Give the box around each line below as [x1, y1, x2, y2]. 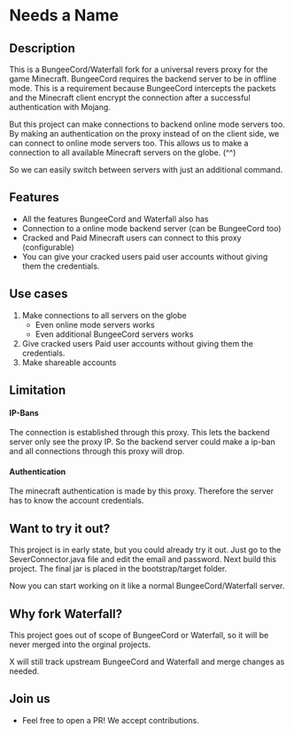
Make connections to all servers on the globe [21, 309, 188, 320]
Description [9, 41, 75, 56]
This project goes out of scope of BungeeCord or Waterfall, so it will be [9, 630, 269, 641]
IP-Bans [9, 407, 40, 418]
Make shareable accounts [21, 356, 117, 368]
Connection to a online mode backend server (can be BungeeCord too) [21, 223, 282, 233]
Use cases [9, 286, 68, 301]
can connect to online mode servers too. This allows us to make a [9, 138, 249, 148]
